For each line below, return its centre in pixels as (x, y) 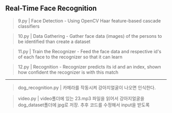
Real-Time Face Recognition (51, 8)
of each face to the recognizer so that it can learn (70, 57)
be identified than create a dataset (54, 41)
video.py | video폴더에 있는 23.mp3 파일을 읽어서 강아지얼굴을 (81, 98)
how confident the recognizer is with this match (68, 72)
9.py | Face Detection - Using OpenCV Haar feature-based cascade (89, 20)
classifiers (29, 26)
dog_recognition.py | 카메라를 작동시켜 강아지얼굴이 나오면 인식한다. (87, 87)
